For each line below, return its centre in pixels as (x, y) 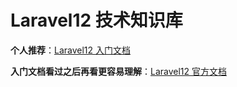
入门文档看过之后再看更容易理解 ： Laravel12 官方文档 (119, 71)
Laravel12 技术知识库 (96, 20)
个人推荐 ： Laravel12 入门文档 (71, 50)
